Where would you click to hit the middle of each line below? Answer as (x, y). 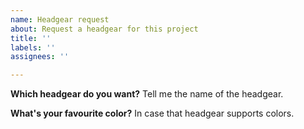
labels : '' (33, 47)
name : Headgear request (60, 19)
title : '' (31, 38)
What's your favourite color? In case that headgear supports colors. (152, 113)
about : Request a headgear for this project (104, 29)
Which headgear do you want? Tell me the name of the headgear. (147, 94)
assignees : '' (40, 57)
